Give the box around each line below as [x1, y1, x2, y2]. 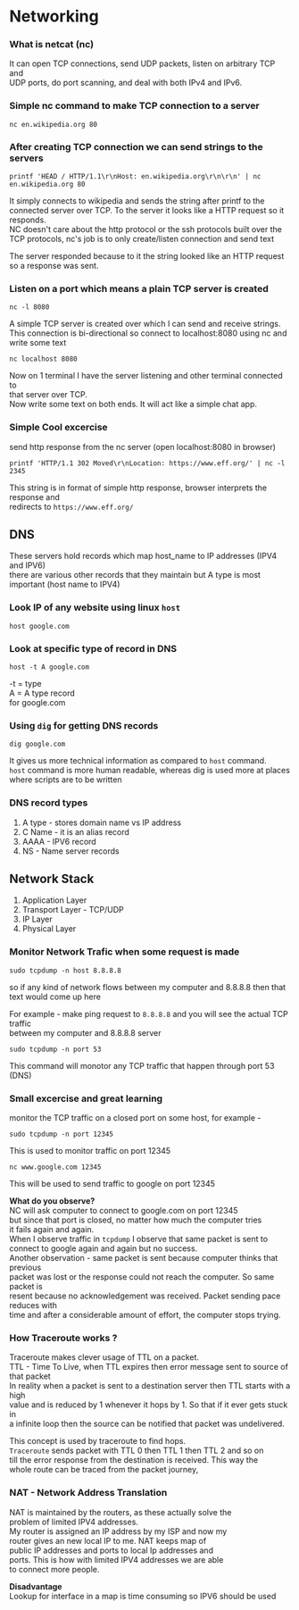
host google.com [9, 621, 70, 630]
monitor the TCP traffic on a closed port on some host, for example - [9, 1113, 262, 1123]
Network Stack [9, 872, 95, 887]
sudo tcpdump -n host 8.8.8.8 [9, 966, 122, 975]
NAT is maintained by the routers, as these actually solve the [9, 1506, 232, 1517]
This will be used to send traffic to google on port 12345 [9, 1179, 216, 1189]
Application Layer [21, 895, 87, 905]
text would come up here [9, 991, 101, 1002]
